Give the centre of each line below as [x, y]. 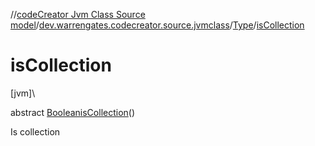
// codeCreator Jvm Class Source [78, 14]
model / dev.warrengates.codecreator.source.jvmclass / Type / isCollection [157, 25]
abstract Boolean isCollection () [73, 112]
